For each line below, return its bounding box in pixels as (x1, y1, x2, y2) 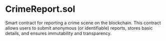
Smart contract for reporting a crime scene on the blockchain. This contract (5, 20, 161, 26)
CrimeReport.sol (5, 3, 75, 15)
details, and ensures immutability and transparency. (5, 30, 111, 36)
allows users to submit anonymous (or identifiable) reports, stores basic (5, 25, 153, 31)
